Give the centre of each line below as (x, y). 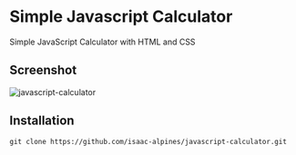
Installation (42, 121)
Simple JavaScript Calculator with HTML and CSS (102, 42)
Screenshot (43, 70)
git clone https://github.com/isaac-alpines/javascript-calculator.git (148, 141)
